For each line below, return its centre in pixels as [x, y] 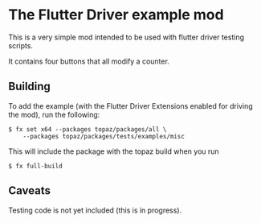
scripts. [21, 45]
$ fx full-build [35, 166]
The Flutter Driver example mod [116, 15]
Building [29, 87]
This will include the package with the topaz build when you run [114, 151]
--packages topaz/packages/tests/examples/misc [104, 136]
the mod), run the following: [54, 114]
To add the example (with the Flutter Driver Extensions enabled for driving [130, 105]
